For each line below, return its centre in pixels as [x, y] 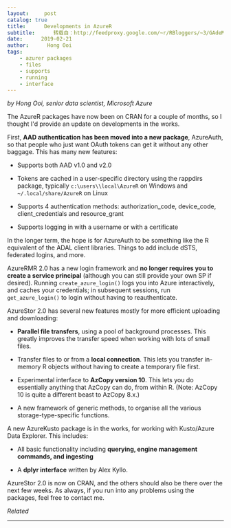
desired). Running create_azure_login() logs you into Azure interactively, [111, 283]
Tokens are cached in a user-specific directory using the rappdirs [110, 179]
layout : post [32, 13]
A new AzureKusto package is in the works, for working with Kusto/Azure [111, 429]
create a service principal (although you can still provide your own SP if [109, 276]
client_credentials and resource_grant [70, 214]
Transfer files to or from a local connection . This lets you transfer [110, 360]
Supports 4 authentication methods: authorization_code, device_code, [117, 206]
